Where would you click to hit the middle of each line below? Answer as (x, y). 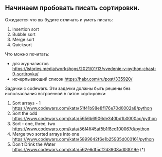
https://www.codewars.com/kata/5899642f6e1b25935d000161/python (83, 139)
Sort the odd (25, 113)
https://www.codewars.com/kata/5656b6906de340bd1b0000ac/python (84, 118)
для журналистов (30, 63)
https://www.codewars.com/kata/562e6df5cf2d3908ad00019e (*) (79, 149)
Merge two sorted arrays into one (45, 134)
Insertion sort (26, 29)
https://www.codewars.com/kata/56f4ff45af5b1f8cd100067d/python (81, 129)
